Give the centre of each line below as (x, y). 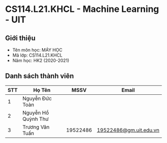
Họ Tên (42, 90)
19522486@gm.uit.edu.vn (128, 130)
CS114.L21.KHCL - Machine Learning (82, 9)
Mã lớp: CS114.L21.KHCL (37, 55)
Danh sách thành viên (40, 76)
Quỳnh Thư (35, 119)
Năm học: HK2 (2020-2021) (41, 60)
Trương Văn (36, 127)
